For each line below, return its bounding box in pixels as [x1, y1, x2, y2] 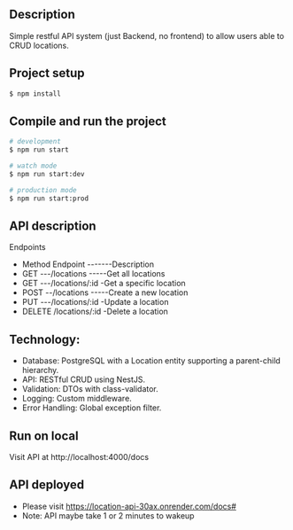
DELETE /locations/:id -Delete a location [21, 306, 168, 317]
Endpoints [9, 242, 46, 253]
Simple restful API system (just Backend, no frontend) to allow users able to [9, 30, 285, 41]
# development [9, 137, 62, 146]
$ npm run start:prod [9, 194, 89, 203]
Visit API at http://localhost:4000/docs [9, 452, 149, 462]
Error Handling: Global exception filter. [21, 402, 162, 413]
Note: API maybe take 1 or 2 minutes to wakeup [21, 510, 195, 521]
